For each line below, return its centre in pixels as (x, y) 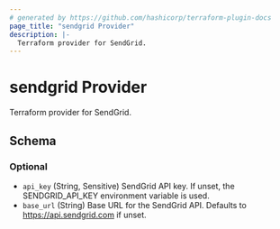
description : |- (40, 34)
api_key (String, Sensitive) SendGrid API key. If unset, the (129, 186)
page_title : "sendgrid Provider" (72, 26)
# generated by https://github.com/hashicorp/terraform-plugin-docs (140, 18)
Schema (33, 141)
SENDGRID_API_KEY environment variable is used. (116, 196)
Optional (28, 166)
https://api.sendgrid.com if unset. (84, 215)
